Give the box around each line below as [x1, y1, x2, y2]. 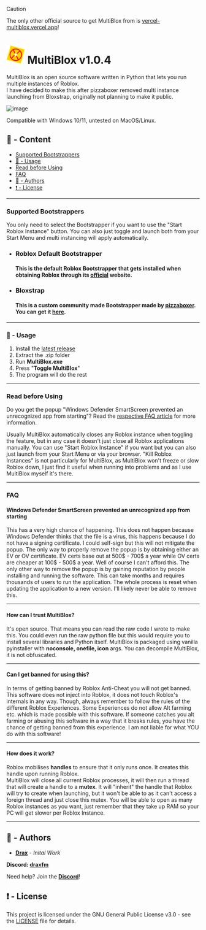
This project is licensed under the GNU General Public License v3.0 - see [6, 910, 191, 918]
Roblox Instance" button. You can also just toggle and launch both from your [6, 228, 199, 235]
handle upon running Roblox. [6, 770, 80, 778]
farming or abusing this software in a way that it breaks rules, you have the [6, 717, 195, 724]
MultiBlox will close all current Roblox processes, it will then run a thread [6, 777, 189, 784]
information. [6, 419, 37, 426]
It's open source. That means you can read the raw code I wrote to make [6, 625, 190, 632]
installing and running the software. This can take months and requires [6, 572, 185, 579]
